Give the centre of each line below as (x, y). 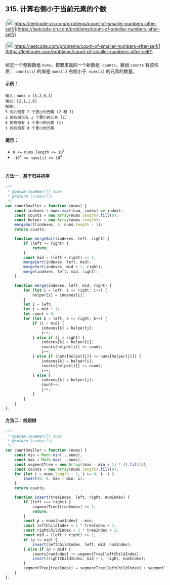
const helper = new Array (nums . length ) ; (57, 220)
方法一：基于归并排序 (27, 176)
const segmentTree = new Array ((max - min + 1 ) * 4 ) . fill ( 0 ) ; (81, 464)
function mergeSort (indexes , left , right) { (62, 239)
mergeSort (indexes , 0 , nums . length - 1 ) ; (58, 225)
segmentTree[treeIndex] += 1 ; (64, 507)
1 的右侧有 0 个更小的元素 (30, 128)
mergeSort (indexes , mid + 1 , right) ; (63, 267)
